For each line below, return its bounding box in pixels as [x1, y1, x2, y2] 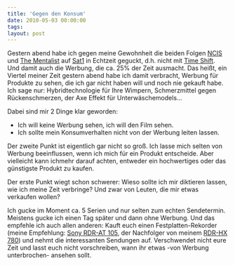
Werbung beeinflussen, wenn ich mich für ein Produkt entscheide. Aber [7, 149, 214, 158]
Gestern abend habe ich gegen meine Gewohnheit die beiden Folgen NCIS [7, 49, 222, 57]
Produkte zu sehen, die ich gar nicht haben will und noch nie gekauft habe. [7, 79, 224, 88]
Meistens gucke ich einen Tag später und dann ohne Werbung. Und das [7, 214, 215, 222]
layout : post [7, 29, 46, 37]
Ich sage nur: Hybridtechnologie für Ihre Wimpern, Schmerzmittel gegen [7, 86, 217, 95]
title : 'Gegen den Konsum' [7, 10, 86, 18]
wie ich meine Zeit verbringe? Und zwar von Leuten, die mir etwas [7, 185, 199, 193]
